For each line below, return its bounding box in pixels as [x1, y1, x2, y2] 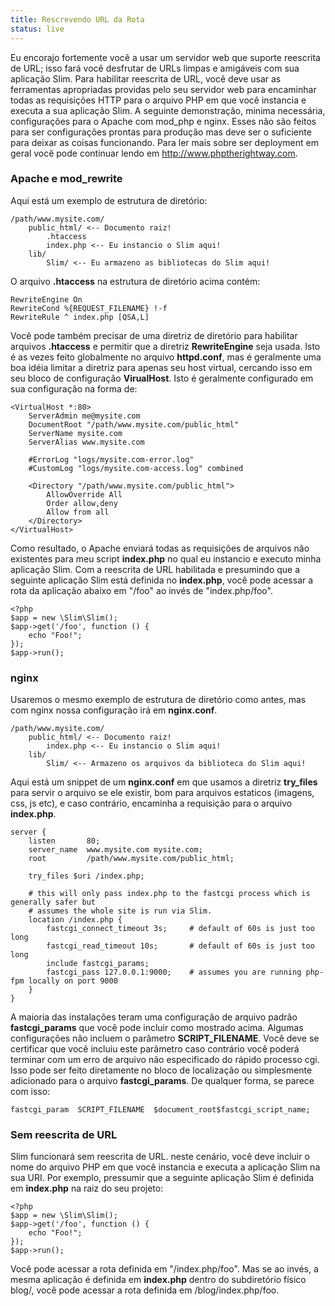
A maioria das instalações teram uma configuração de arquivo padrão [10, 1011, 298, 1023]
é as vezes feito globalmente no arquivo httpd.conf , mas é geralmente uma [10, 351, 322, 363]
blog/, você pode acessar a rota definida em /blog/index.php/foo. [10, 1284, 280, 1296]
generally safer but [10, 897, 97, 908]
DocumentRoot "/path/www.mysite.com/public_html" [28, 419, 240, 430]
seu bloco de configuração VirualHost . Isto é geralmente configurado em [10, 372, 314, 384]
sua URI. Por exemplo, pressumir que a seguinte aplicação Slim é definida [10, 1172, 315, 1184]
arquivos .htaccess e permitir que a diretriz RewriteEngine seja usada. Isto [10, 340, 321, 352]
